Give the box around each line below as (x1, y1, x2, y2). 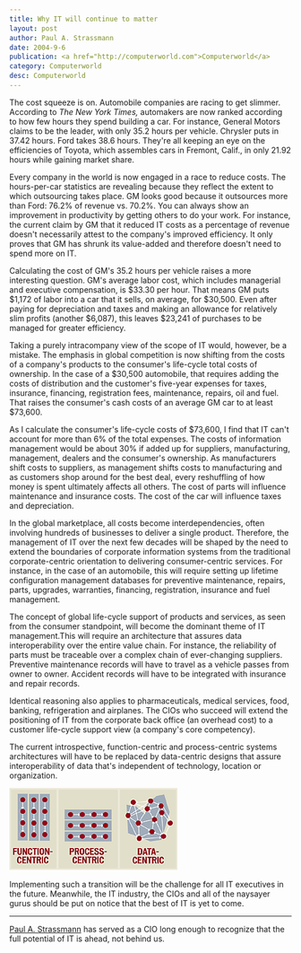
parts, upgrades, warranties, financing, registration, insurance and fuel (9, 584, 271, 595)
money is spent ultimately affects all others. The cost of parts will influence (9, 481, 287, 492)
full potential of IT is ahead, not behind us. (9, 933, 166, 944)
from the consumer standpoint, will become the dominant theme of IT (9, 620, 266, 632)
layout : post (9, 23, 58, 33)
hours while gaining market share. (9, 153, 134, 165)
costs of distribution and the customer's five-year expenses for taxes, (9, 378, 267, 389)
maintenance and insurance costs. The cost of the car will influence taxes (9, 490, 282, 502)
